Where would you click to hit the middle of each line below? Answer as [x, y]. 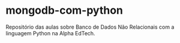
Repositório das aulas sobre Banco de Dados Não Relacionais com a [90, 27]
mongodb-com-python [64, 10]
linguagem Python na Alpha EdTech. [50, 33]
